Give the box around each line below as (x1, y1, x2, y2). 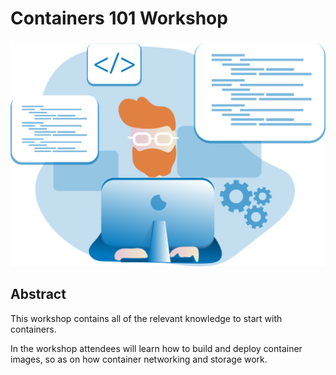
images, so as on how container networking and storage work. (10, 353, 268, 365)
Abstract (10, 286, 67, 303)
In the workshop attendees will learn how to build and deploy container (10, 342, 303, 354)
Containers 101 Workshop (10, 7, 228, 30)
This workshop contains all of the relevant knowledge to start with (10, 312, 283, 324)
